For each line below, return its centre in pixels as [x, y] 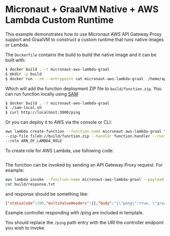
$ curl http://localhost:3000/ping [43, 112]
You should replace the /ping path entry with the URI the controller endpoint [84, 223]
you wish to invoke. [25, 228]
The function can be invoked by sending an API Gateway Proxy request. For [84, 165]
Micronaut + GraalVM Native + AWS [82, 9]
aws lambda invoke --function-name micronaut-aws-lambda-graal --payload [85, 179]
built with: [16, 60]
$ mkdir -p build [24, 74]
